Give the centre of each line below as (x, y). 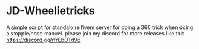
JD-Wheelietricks (50, 11)
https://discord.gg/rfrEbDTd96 (43, 40)
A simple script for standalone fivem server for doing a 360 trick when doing (100, 27)
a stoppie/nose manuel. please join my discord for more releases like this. (96, 33)
